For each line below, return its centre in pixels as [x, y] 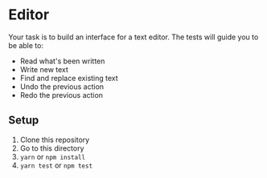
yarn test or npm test [56, 165]
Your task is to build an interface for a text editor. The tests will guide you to [133, 37]
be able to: [26, 45]
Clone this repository [55, 140]
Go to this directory [52, 148]
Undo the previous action [62, 87]
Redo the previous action [61, 95]
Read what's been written [62, 61]
